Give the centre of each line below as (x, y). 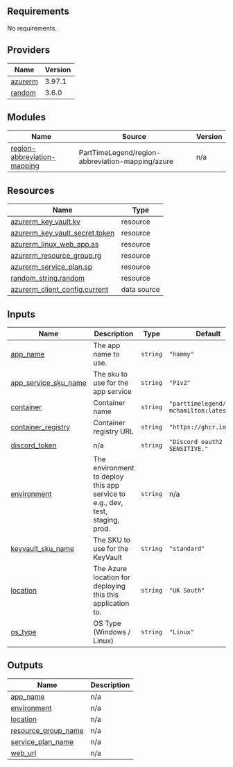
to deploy (109, 477)
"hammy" (181, 354)
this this (106, 595)
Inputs (21, 314)
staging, (106, 520)
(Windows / (112, 632)
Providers (29, 50)
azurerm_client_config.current (60, 290)
